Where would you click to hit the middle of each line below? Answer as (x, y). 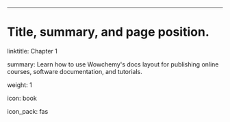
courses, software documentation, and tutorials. (75, 71)
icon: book (22, 98)
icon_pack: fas (28, 111)
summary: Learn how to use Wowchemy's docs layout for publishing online (113, 64)
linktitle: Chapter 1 (33, 51)
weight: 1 (20, 85)
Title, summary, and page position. (108, 32)
